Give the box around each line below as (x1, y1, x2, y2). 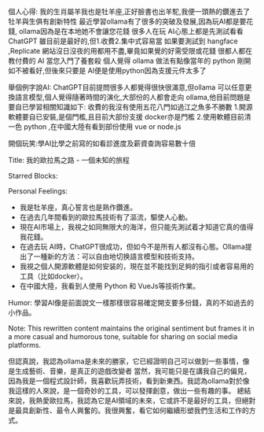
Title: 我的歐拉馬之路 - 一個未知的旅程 (8, 156, 130, 164)
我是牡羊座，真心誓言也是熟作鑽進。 (19, 203, 137, 212)
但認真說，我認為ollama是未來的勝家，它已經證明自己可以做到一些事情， (8, 356, 244, 366)
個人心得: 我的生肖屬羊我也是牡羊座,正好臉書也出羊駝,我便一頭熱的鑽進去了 (8, 7, 251, 16)
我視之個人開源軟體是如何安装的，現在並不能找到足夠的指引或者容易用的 (19, 262, 254, 271)
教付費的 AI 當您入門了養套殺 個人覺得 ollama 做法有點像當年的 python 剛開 (8, 56, 251, 65)
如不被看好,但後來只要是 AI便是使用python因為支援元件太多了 (8, 66, 207, 75)
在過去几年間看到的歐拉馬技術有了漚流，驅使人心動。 (19, 212, 192, 222)
